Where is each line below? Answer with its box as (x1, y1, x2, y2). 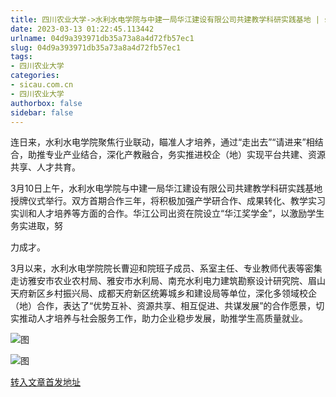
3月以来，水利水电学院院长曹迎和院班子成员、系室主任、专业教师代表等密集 (10, 262, 323, 275)
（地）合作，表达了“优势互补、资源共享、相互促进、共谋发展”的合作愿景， (10, 300, 317, 312)
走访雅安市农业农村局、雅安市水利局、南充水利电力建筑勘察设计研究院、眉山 (10, 275, 326, 287)
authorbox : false (10, 98, 83, 108)
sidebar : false (10, 107, 74, 118)
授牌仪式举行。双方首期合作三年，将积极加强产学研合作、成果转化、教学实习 (10, 195, 326, 207)
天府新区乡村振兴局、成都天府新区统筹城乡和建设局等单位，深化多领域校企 (10, 287, 317, 300)
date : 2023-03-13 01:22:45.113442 (10, 24, 155, 34)
